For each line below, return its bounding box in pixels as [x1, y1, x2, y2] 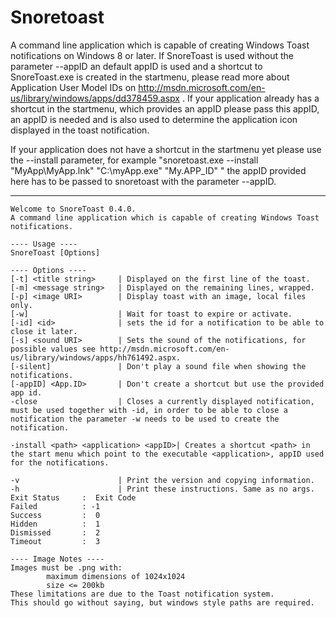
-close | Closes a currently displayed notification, [10, 396, 315, 406]
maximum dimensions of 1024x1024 [46, 571, 186, 581]
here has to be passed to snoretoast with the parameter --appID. [10, 175, 277, 187]
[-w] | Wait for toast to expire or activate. [10, 309, 293, 319]
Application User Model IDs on [10, 81, 137, 93]
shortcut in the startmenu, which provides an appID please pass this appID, [10, 102, 320, 115]
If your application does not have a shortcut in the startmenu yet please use [10, 143, 322, 155]
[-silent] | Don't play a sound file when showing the [10, 361, 307, 371]
